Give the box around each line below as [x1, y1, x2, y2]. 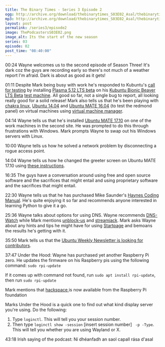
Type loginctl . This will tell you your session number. [12, 316, 121, 322]
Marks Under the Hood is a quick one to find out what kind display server [5, 301, 153, 307]
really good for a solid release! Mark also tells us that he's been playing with [5, 97, 159, 103]
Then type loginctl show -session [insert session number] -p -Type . [12, 321, 155, 327]
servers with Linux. [5, 133, 44, 139]
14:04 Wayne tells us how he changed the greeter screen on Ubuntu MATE [5, 157, 156, 163]
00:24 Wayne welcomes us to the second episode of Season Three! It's [5, 62, 150, 68]
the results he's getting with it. [5, 228, 66, 233]
